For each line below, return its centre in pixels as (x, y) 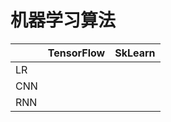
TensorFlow (76, 53)
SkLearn (135, 53)
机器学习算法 (63, 20)
